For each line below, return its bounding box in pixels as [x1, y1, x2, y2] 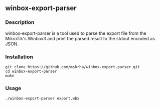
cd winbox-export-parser [5, 69, 57, 74]
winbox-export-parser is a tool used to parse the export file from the [5, 30, 146, 36]
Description [5, 19, 35, 26]
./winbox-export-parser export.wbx [5, 96, 80, 101]
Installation [5, 53, 34, 60]
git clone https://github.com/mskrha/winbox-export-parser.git [5, 64, 140, 69]
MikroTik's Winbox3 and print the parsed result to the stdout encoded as [5, 35, 155, 41]
